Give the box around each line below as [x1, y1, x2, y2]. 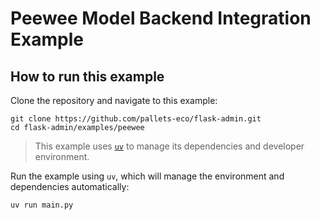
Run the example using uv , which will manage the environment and [10, 170, 285, 182]
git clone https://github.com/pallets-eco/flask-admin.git [10, 114, 262, 124]
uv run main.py [10, 200, 74, 210]
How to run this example [10, 68, 165, 85]
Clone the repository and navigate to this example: [10, 95, 218, 106]
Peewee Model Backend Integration [10, 7, 312, 30]
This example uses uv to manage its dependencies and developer [34, 140, 305, 152]
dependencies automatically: [10, 181, 130, 192]
